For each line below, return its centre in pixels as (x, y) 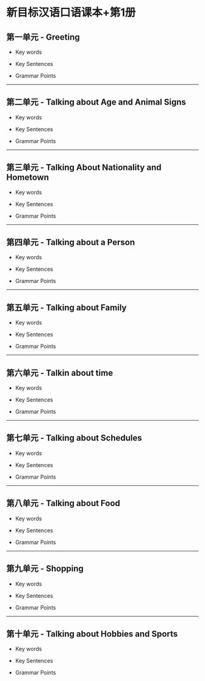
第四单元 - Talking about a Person (71, 242)
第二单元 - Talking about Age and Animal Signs (96, 102)
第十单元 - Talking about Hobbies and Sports (92, 634)
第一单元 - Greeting (43, 37)
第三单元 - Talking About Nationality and (84, 168)
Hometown (28, 178)
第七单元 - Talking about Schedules (74, 438)
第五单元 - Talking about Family (67, 307)
